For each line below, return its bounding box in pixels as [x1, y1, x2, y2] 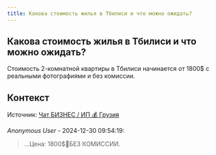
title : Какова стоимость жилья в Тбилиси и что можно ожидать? [7, 10, 193, 17]
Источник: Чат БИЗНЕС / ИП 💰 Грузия [7, 111, 119, 119]
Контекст [7, 92, 50, 103]
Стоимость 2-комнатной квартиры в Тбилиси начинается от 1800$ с [7, 65, 210, 73]
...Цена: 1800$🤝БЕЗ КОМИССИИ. [23, 140, 120, 148]
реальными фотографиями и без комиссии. [7, 72, 136, 80]
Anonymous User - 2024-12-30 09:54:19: [7, 127, 125, 135]
